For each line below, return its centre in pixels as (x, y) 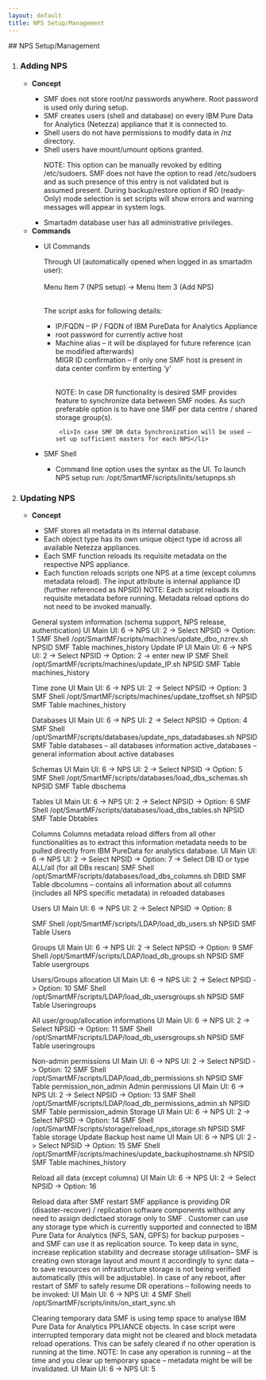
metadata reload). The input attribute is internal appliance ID (142, 581)
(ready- (233, 190)
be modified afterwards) (95, 351)
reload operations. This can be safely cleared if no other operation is (144, 1343)
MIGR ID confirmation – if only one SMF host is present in (149, 360)
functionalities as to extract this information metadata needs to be (139, 842)
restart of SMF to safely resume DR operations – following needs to (141, 1286)
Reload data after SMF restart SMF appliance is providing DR (131, 1202)
